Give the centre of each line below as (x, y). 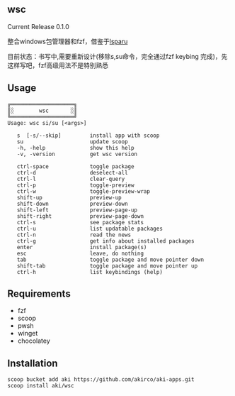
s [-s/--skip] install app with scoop (88, 136)
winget (28, 334)
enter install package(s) (82, 247)
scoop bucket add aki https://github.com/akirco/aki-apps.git (101, 380)
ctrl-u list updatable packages (90, 229)
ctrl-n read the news (74, 235)
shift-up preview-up (69, 197)
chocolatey (34, 341)
